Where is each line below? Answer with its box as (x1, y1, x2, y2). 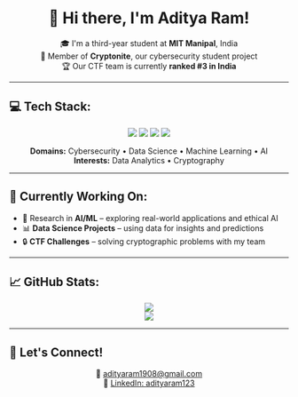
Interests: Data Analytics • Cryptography (74, 155, 224, 165)
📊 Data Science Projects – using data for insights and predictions (21, 222, 264, 234)
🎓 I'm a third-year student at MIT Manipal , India (59, 37, 239, 48)
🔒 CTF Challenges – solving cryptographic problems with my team (21, 235, 266, 247)
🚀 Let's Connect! (9, 345, 104, 360)
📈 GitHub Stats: (9, 274, 100, 290)
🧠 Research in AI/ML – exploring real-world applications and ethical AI (21, 212, 278, 223)
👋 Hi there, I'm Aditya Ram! (48, 8, 250, 28)
